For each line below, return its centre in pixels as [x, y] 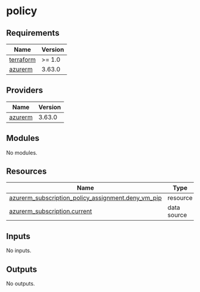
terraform [23, 59]
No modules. [22, 152]
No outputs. [21, 284]
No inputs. [19, 250]
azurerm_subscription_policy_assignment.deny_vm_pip [85, 198]
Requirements [33, 33]
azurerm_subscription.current [51, 211]
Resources [26, 172]
